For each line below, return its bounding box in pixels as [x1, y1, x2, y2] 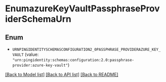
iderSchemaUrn [5, 13, 72, 25]
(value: [24, 51, 39, 57]
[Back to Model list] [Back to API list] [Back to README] [5, 72, 119, 77]
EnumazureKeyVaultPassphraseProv [5, 3, 160, 14]
